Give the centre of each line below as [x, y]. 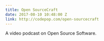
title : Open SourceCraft [32, 10]
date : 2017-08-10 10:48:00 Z [36, 14]
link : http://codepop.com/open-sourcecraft [52, 19]
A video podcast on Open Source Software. [51, 33]
